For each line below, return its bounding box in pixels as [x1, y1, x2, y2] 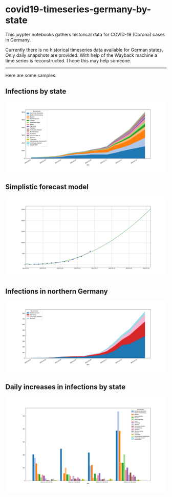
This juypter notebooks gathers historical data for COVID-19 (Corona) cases [5, 31, 165, 37]
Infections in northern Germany [5, 287, 109, 296]
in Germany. [5, 37, 31, 43]
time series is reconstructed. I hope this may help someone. [5, 57, 132, 63]
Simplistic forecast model [5, 183, 89, 191]
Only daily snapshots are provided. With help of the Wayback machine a [5, 52, 158, 58]
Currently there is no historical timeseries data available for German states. [5, 47, 163, 53]
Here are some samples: [5, 72, 57, 78]
